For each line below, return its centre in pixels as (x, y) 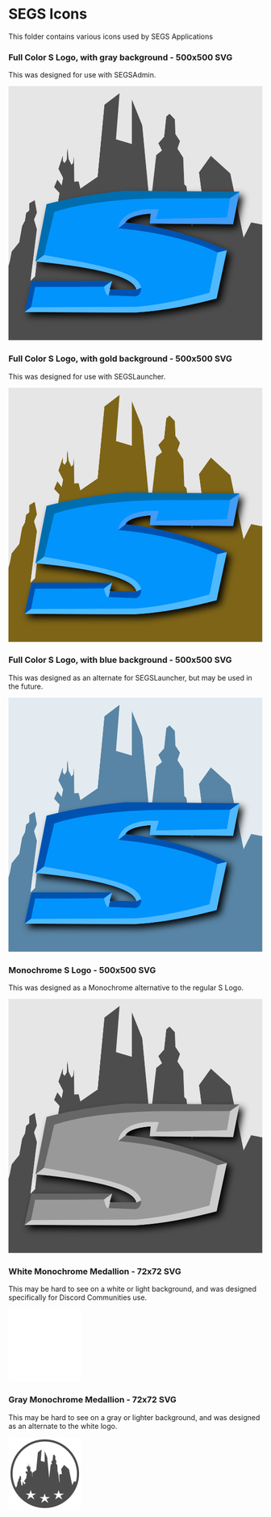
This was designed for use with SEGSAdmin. (82, 75)
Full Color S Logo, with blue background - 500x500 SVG (120, 660)
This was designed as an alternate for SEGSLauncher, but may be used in (130, 677)
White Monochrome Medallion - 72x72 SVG (95, 1272)
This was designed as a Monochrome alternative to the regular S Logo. (126, 988)
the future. (26, 686)
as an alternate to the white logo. (63, 1426)
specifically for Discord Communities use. (78, 1297)
